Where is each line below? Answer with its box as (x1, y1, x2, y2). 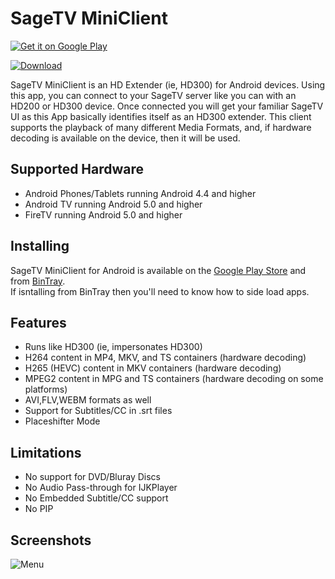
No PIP (24, 503, 54, 515)
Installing (10, 238, 70, 255)
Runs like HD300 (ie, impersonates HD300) (24, 341, 203, 353)
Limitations (10, 444, 82, 461)
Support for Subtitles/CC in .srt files (24, 405, 173, 417)
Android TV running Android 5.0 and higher (24, 198, 203, 210)
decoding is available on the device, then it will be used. (10, 132, 241, 144)
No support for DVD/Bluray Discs (24, 471, 161, 483)
